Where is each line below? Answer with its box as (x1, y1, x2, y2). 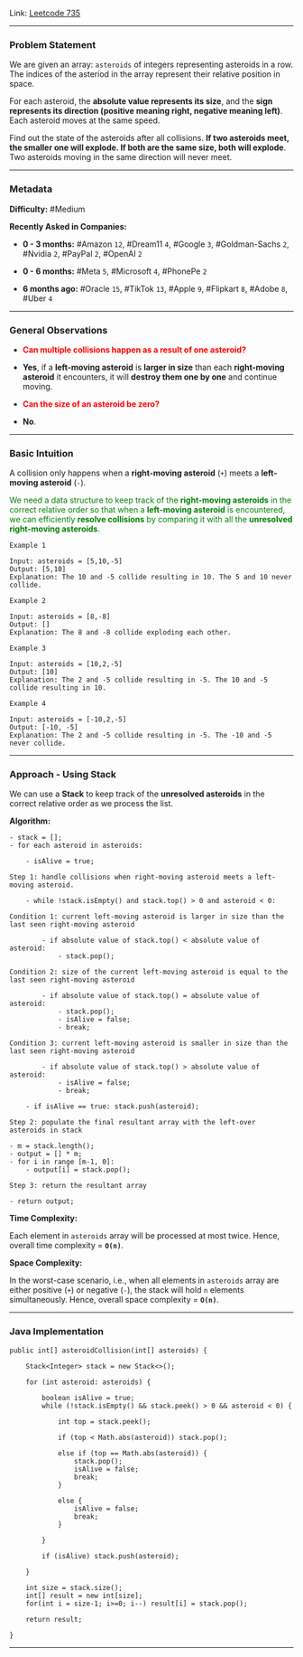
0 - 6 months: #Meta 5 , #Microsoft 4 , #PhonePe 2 (22, 266, 207, 277)
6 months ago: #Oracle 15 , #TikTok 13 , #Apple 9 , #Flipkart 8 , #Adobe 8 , (22, 283, 289, 294)
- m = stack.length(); (9, 1142, 95, 1151)
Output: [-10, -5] (9, 723, 78, 732)
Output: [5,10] (9, 565, 67, 574)
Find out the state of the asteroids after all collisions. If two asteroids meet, (9, 133, 290, 144)
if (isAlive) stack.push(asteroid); (41, 1551, 179, 1560)
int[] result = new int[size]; (25, 1591, 143, 1600)
